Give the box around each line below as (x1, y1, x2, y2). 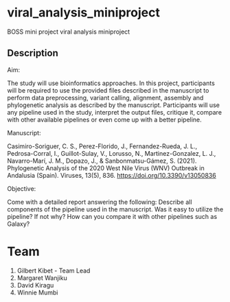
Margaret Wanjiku (16, 273, 67, 282)
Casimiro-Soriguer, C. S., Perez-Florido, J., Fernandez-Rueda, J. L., (7, 142, 198, 150)
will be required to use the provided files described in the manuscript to (7, 86, 209, 94)
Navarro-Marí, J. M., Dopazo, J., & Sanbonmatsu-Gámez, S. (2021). (7, 156, 197, 165)
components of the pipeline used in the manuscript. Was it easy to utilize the (7, 205, 224, 213)
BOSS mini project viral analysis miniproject (7, 27, 130, 36)
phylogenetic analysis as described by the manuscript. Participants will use (7, 101, 220, 109)
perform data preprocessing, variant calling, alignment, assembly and (7, 93, 204, 102)
